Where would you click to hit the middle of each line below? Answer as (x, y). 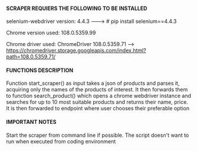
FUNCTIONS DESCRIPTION (40, 70)
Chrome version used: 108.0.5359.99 (51, 33)
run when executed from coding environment (61, 141)
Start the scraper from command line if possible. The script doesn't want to (98, 135)
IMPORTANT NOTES (31, 122)
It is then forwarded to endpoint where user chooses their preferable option (98, 109)
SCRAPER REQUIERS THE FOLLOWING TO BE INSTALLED (77, 8)
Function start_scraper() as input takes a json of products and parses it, (93, 83)
